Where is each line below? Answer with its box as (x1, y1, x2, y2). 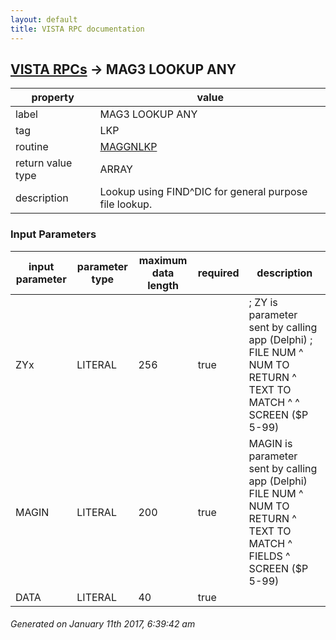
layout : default (10, 14, 78, 25)
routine (15, 140, 49, 154)
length (147, 278, 179, 292)
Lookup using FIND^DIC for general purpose (99, 185, 308, 199)
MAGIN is (248, 436, 293, 450)
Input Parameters (10, 227, 97, 241)
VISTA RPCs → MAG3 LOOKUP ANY (10, 61, 237, 78)
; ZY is (248, 295, 278, 309)
